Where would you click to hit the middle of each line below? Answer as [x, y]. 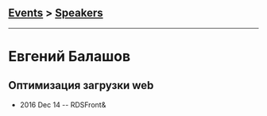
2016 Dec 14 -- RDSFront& [63, 104]
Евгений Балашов [70, 56]
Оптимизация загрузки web [81, 85]
